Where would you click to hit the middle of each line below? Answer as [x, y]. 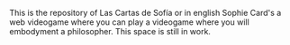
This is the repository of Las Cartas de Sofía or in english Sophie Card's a [145, 13]
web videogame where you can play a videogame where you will [129, 22]
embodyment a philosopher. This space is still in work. [110, 31]
